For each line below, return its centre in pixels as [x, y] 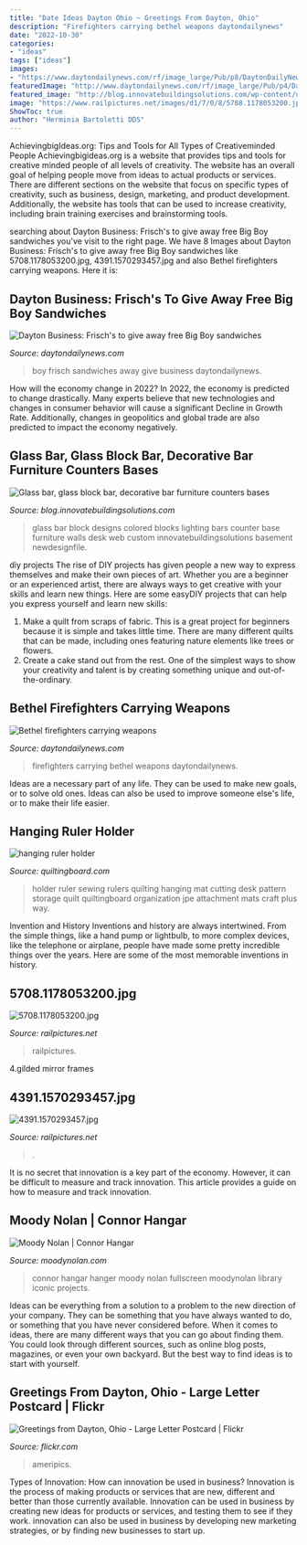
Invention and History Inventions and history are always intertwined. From [148, 926]
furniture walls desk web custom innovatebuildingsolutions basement [162, 537]
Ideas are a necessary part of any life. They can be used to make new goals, [153, 783]
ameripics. [52, 1464]
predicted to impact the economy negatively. [94, 427]
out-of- [272, 670]
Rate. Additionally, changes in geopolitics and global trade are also [135, 418]
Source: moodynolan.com [58, 1260]
